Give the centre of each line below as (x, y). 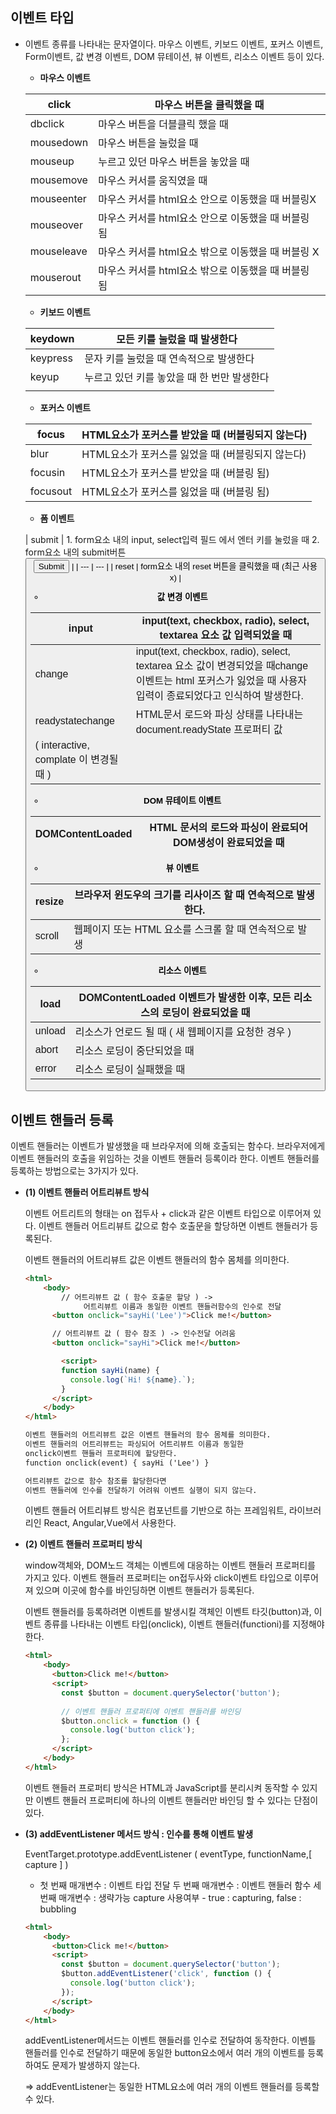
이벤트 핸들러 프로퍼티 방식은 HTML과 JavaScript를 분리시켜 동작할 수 (162, 1787)
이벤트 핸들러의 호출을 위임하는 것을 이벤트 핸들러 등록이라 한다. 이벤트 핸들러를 (165, 1158)
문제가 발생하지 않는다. (96, 2065)
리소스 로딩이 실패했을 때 (130, 1070)
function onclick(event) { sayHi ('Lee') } (117, 1463)
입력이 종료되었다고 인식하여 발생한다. (219, 696)
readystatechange (74, 721)
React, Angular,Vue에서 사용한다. (110, 1523)
